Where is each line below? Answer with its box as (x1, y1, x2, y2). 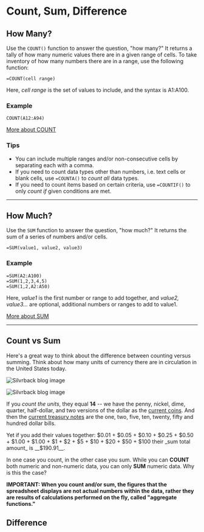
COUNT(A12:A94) (6, 116, 45, 122)
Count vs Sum (6, 336, 61, 346)
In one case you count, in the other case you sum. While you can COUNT (6, 456, 189, 463)
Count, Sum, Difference (6, 4, 127, 18)
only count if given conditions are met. (15, 187, 112, 195)
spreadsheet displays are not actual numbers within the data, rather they (6, 487, 194, 494)
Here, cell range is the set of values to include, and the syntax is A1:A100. (6, 86, 189, 94)
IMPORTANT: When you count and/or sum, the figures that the (6, 480, 167, 488)
